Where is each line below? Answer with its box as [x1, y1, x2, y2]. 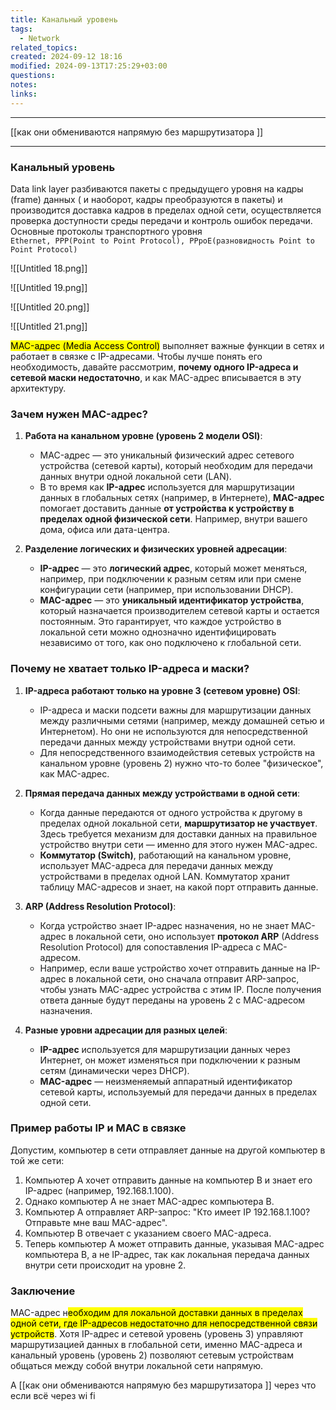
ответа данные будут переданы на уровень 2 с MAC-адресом [39, 994, 306, 1006]
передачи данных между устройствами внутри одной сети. [39, 736, 297, 748]
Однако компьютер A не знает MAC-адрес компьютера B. [24, 1195, 275, 1207]
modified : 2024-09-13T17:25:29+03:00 [10, 61, 168, 71]
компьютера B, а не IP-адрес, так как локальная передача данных [24, 1248, 310, 1260]
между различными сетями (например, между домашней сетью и [39, 714, 325, 726]
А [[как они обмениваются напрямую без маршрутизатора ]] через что [10, 1379, 317, 1391]
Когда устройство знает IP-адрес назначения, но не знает [39, 919, 290, 931]
